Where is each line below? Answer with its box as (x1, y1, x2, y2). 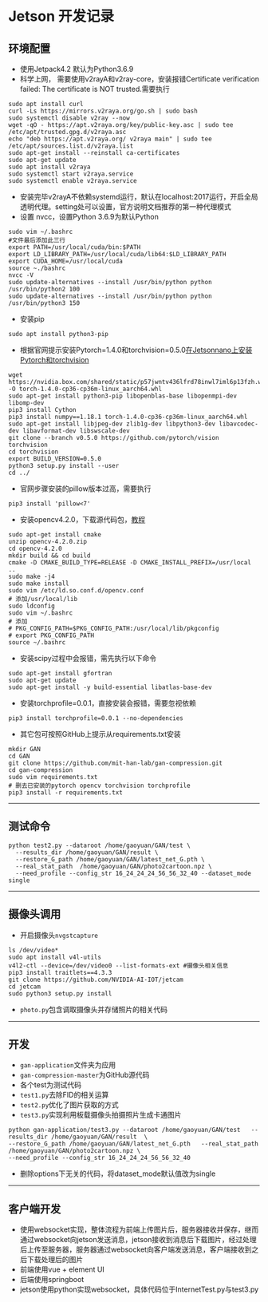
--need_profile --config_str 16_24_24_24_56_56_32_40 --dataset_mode (15, 869, 251, 877)
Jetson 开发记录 (8, 7, 115, 26)
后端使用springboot (19, 1275, 85, 1284)
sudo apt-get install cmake (8, 531, 102, 539)
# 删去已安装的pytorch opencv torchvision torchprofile (8, 782, 191, 790)
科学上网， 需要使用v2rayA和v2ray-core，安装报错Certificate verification (19, 74, 260, 84)
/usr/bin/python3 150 (8, 299, 81, 307)
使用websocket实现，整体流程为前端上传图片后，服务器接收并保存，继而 (19, 1225, 259, 1234)
